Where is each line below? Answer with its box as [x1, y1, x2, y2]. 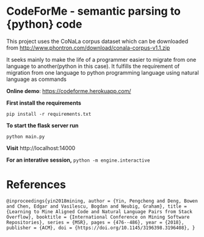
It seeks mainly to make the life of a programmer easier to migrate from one [6, 56, 197, 63]
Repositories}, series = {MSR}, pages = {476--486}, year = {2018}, [6, 219, 184, 225]
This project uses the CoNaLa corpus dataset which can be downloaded [6, 37, 188, 45]
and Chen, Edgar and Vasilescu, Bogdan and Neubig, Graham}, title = [6, 203, 188, 209]
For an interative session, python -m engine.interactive [6, 156, 150, 164]
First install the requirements [6, 99, 81, 107]
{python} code [6, 17, 82, 31]
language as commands [6, 75, 67, 83]
